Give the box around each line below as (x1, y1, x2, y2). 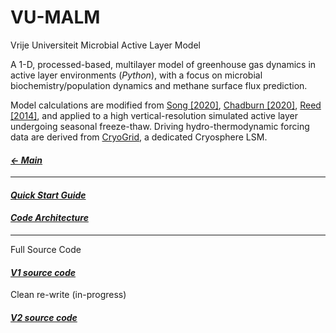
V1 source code (10, 266, 77, 278)
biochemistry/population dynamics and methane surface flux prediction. (10, 79, 308, 91)
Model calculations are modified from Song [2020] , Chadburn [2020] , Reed (10, 99, 322, 111)
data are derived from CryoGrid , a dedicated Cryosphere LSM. (10, 131, 268, 143)
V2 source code (10, 311, 78, 323)
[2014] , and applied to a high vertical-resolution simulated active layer (10, 109, 299, 121)
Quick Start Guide (10, 189, 87, 201)
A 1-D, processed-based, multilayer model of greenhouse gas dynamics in (10, 58, 317, 70)
